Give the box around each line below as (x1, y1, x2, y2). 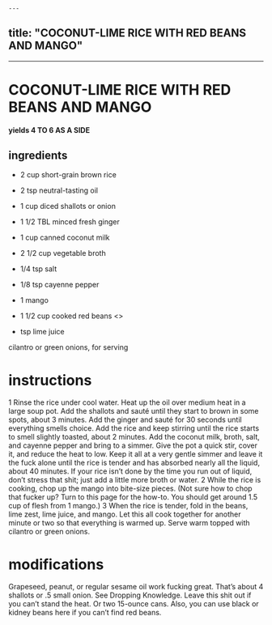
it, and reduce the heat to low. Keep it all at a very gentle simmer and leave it (8, 449, 263, 459)
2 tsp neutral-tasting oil (19, 185, 99, 195)
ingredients (8, 148, 68, 162)
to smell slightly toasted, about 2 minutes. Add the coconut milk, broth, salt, (8, 432, 261, 442)
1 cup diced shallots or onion (19, 202, 116, 211)
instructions (8, 371, 92, 389)
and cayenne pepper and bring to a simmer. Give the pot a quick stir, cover (8, 440, 257, 450)
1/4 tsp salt (19, 264, 57, 274)
